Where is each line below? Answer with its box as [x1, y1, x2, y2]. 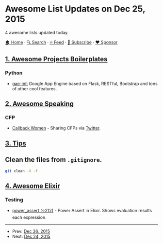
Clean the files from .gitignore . [5, 156, 102, 164]
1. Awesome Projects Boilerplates [5, 55, 108, 63]
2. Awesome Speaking [5, 100, 74, 108]
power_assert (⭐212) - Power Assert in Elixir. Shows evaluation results [12, 208, 152, 214]
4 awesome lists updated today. [5, 29, 69, 35]
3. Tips [5, 139, 27, 147]
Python [5, 70, 23, 76]
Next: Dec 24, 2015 [12, 233, 51, 240]
